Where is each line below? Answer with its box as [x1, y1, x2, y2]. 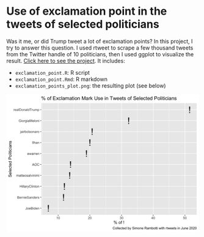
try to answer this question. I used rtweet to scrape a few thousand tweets [6, 44, 194, 51]
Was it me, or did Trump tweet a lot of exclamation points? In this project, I [6, 37, 193, 45]
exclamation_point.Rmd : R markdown [15, 75, 108, 83]
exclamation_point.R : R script [15, 69, 90, 76]
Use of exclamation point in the [6, 4, 167, 18]
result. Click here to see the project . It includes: [6, 57, 125, 64]
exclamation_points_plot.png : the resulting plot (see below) [15, 81, 166, 89]
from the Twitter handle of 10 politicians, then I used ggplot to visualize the [6, 50, 194, 58]
